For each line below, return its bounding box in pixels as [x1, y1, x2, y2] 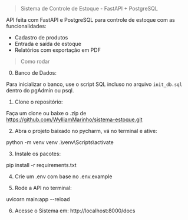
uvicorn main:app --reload [6, 196, 70, 202]
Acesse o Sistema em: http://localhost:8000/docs [14, 207, 136, 214]
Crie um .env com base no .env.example [14, 173, 113, 180]
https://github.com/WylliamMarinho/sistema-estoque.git [6, 116, 143, 123]
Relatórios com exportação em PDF [14, 46, 101, 54]
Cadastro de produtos [14, 34, 68, 41]
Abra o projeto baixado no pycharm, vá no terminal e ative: [14, 128, 157, 134]
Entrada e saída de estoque [14, 41, 81, 47]
